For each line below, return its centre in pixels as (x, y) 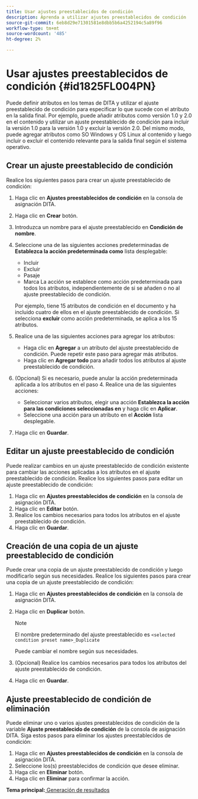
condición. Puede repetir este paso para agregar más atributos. (101, 354)
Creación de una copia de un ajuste (72, 546)
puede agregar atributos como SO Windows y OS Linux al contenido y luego (99, 134)
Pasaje (32, 275)
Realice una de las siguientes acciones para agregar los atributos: (95, 336)
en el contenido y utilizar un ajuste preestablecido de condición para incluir (98, 122)
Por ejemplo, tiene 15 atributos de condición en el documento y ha (95, 306)
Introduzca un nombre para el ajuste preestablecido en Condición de (99, 227)
